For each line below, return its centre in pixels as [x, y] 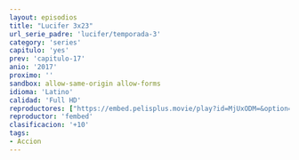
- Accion [25, 141]
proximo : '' [31, 76]
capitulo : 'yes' [39, 51]
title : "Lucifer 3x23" [51, 26]
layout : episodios [43, 17]
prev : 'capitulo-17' [48, 59]
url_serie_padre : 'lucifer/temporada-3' [85, 34]
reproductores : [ [41, 108]
